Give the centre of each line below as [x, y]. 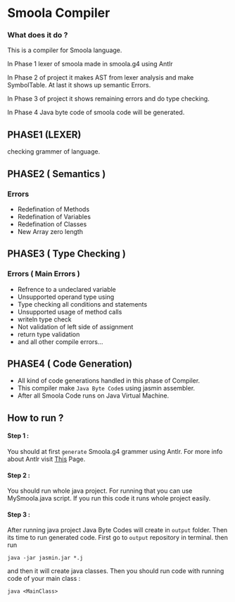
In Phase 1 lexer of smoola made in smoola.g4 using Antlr [90, 64]
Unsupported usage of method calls [70, 312]
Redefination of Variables [54, 216]
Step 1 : [18, 436]
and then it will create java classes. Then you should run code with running [116, 571]
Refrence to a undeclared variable [66, 289]
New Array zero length [50, 231]
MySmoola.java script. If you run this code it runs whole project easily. [109, 498]
